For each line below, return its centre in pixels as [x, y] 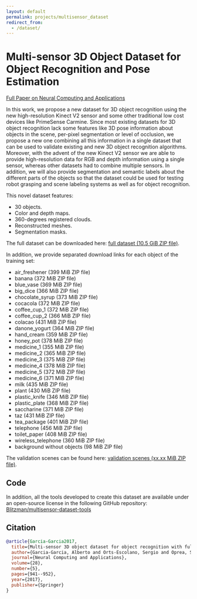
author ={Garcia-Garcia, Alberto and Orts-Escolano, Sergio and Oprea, [99, 552]
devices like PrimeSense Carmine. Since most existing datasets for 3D [91, 122]
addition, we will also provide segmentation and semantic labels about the [95, 172]
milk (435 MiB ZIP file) [41, 384]
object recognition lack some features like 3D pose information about [89, 128]
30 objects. [28, 207]
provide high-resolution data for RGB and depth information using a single [95, 160]
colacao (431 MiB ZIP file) [45, 322]
